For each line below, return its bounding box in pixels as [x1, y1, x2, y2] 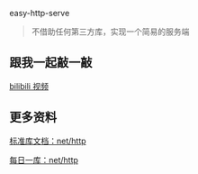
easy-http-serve [9, 8, 70, 18]
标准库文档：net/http [9, 135, 87, 146]
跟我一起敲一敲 [9, 55, 93, 70]
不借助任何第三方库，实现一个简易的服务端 [31, 26, 190, 37]
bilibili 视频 [9, 80, 49, 91]
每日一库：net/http [9, 154, 79, 165]
